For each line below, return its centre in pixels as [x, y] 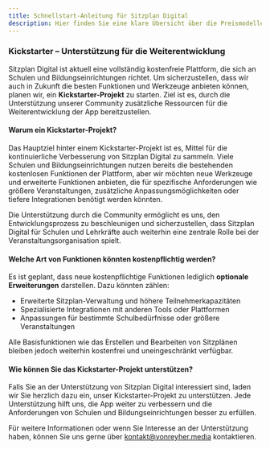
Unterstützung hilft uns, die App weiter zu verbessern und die [110, 404]
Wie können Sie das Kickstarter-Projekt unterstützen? [101, 369]
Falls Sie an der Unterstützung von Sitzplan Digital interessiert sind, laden [130, 387]
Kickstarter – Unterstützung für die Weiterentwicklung [117, 51]
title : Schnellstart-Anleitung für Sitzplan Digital [98, 16]
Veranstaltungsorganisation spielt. [65, 241]
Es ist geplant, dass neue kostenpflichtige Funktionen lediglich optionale [129, 277]
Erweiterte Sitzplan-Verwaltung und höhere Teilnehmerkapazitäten [130, 301]
